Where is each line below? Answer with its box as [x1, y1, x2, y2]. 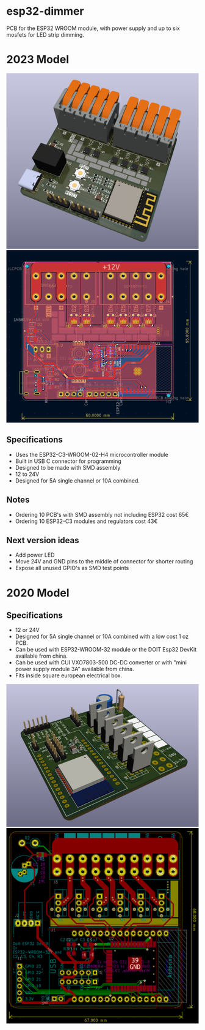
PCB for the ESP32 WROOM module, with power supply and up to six [6, 24, 180, 32]
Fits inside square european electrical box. [15, 672, 123, 679]
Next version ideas [6, 535, 79, 546]
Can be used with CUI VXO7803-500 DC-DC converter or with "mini [15, 659, 187, 666]
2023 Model [6, 53, 70, 67]
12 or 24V [15, 626, 40, 634]
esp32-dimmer [6, 4, 84, 18]
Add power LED [15, 551, 55, 558]
